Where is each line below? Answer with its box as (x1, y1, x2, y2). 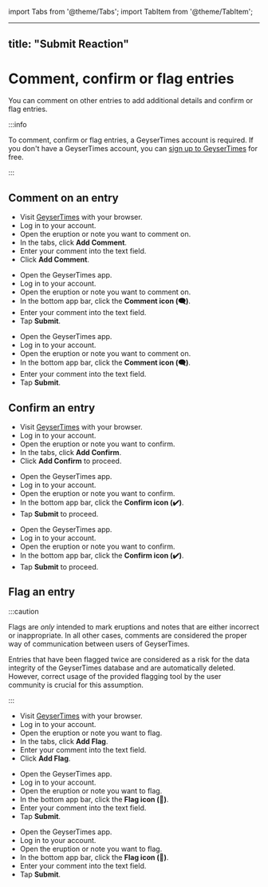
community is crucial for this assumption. (8, 680, 144, 689)
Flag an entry (8, 585, 76, 599)
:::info (8, 120, 27, 130)
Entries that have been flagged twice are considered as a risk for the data (8, 654, 250, 664)
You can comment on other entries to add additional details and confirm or (8, 96, 254, 106)
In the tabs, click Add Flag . (19, 736, 108, 746)
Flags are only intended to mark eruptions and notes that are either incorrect (8, 621, 260, 631)
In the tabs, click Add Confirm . (19, 447, 122, 457)
